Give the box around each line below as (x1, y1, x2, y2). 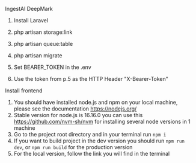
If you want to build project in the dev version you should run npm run (13, 137, 185, 144)
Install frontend (5, 87, 43, 94)
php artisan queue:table (13, 40, 73, 47)
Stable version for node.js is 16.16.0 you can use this (13, 112, 143, 118)
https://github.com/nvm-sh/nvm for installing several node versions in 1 (13, 118, 191, 125)
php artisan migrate (13, 52, 63, 59)
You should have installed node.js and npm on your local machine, (13, 99, 178, 106)
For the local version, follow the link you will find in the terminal (13, 150, 170, 157)
